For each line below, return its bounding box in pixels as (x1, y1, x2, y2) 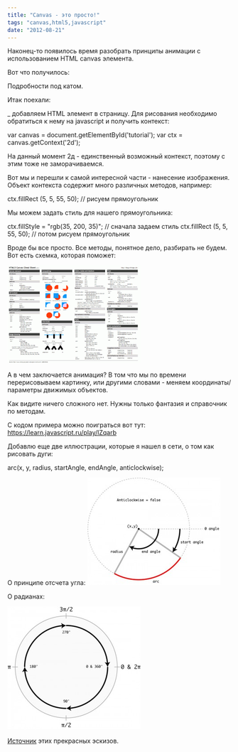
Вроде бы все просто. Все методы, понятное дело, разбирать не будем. (7, 244, 227, 252)
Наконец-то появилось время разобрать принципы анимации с (7, 47, 201, 55)
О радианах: (7, 592, 45, 601)
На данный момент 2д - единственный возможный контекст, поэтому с (7, 152, 226, 161)
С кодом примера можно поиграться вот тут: (7, 421, 146, 429)
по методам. (7, 407, 46, 416)
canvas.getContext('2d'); (7, 139, 81, 147)
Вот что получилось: (7, 68, 70, 77)
